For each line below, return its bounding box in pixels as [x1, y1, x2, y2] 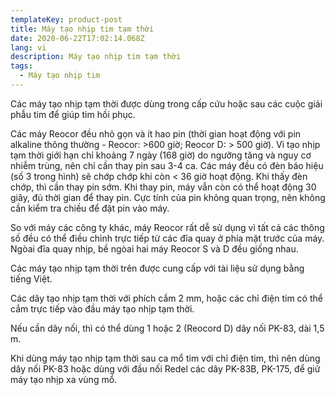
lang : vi [10, 42, 47, 53]
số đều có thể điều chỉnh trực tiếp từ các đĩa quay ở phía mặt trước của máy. [10, 232, 325, 244]
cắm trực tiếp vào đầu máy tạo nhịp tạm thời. [10, 302, 195, 315]
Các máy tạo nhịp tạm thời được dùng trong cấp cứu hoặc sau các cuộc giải [10, 97, 323, 110]
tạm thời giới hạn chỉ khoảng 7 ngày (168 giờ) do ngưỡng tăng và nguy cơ [10, 149, 312, 161]
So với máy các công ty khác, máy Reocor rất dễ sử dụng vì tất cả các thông [10, 221, 325, 233]
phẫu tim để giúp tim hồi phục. [10, 108, 136, 120]
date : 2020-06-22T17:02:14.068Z [10, 33, 145, 43]
